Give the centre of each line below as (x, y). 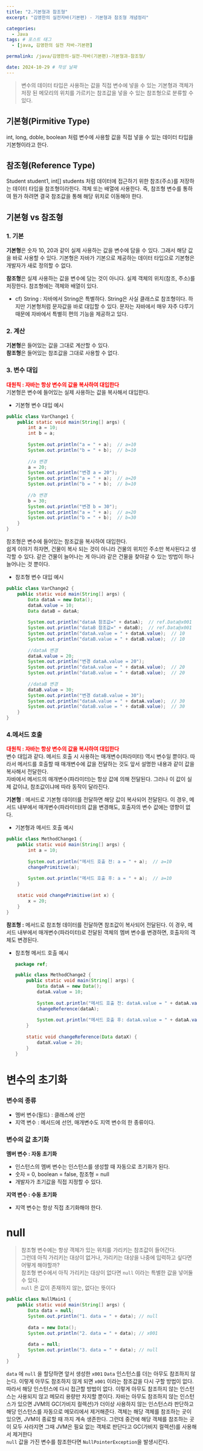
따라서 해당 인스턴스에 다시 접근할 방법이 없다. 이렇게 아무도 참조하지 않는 (92, 1389)
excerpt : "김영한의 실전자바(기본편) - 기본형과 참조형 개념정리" (78, 18)
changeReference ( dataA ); (68, 1009)
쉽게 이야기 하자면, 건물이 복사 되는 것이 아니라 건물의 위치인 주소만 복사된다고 (98, 549)
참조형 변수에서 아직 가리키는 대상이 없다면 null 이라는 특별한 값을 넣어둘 (107, 1273)
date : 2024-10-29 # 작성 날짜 (42, 67)
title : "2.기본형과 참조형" (37, 12)
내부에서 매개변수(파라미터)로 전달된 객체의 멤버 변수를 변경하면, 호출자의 (103, 932)
